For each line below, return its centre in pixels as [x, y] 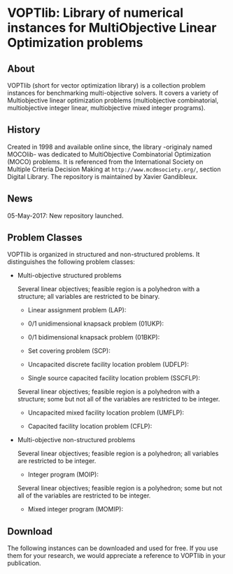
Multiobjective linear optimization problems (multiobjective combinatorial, [113, 100]
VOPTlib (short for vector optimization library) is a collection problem [106, 85]
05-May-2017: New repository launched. [65, 215]
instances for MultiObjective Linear [112, 28]
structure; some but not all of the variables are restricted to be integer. [119, 399]
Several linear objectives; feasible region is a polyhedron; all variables [118, 453]
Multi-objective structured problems [69, 276]
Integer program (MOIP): [63, 474]
